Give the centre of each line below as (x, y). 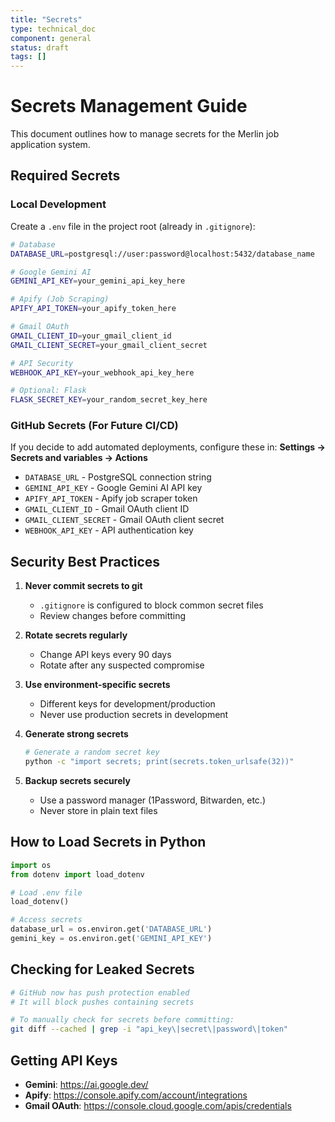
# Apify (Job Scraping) (60, 299)
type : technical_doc (53, 29)
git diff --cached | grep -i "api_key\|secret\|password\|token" (149, 1029)
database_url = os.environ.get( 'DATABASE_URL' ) (111, 929)
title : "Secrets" (46, 19)
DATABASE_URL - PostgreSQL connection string (118, 477)
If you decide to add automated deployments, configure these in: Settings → (168, 447)
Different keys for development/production (127, 704)
